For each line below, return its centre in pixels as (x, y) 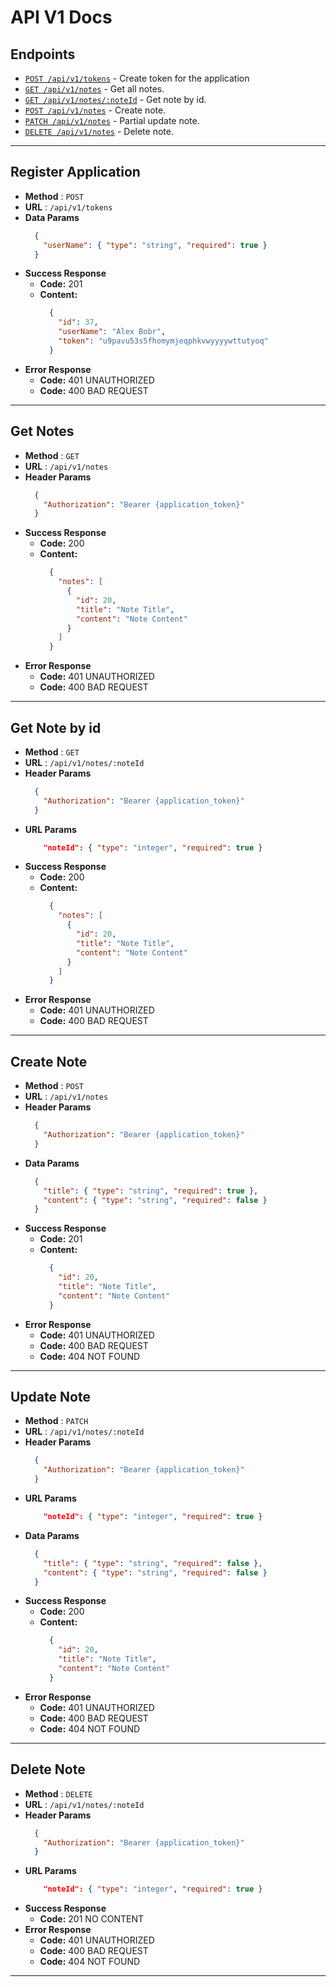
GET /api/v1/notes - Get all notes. (94, 89)
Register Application (75, 172)
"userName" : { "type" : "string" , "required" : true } (155, 245)
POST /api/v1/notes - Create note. (95, 110)
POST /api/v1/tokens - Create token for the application (137, 78)
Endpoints (43, 54)
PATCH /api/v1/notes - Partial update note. (112, 120)
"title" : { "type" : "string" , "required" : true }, (151, 1191)
